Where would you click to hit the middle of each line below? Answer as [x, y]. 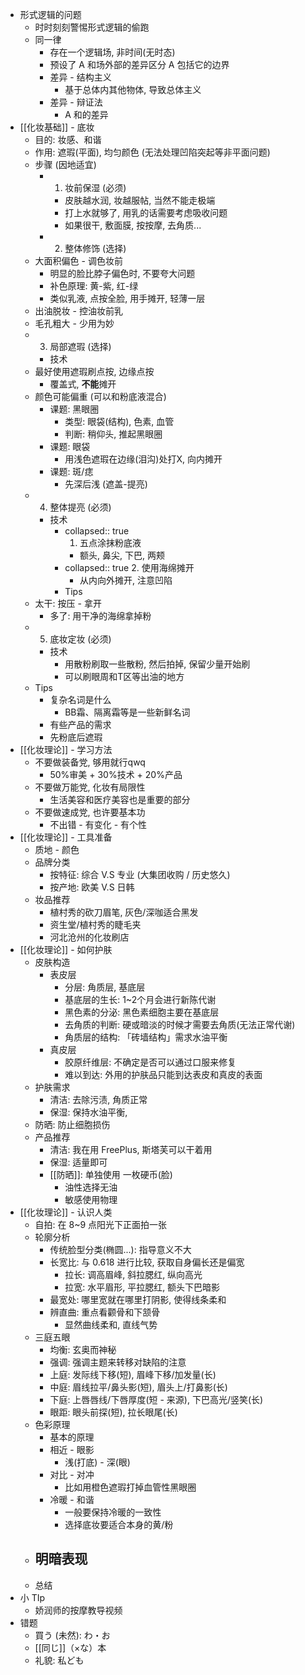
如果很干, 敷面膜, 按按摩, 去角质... [133, 225]
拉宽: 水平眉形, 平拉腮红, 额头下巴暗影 [142, 1287]
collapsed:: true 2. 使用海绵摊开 [129, 567]
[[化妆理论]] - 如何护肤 [66, 949]
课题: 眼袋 [70, 446]
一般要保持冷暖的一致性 [113, 1512]
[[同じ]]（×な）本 [70, 1647]
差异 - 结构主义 [80, 77]
